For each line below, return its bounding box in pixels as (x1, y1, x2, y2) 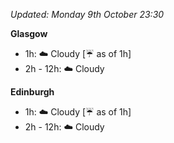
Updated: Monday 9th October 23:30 (10, 9, 165, 20)
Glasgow (10, 28, 48, 39)
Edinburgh (10, 86, 55, 98)
